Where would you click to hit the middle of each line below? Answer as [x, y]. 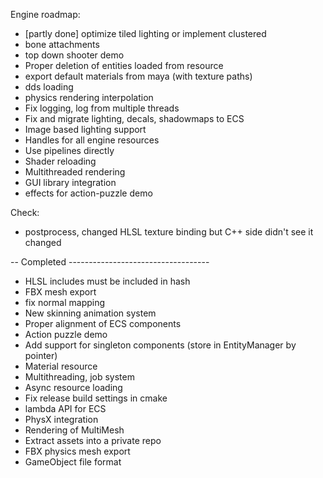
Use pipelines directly [69, 150]
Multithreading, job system [79, 377]
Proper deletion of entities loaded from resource [124, 65]
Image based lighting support [85, 129]
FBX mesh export [60, 292]
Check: [25, 212]
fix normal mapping [65, 302]
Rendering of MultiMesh [74, 430]
